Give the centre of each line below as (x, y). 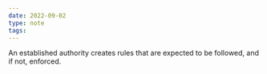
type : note (26, 23)
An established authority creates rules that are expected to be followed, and (133, 53)
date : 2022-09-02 (37, 16)
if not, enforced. (35, 61)
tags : (17, 30)
